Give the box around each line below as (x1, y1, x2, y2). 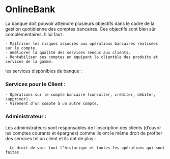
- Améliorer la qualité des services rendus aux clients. (5, 50, 131, 55)
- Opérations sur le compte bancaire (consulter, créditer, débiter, (5, 92, 156, 97)
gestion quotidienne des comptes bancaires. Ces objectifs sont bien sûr (5, 25, 156, 32)
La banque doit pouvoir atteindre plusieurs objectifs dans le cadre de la (5, 20, 155, 26)
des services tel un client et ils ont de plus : (5, 135, 96, 141)
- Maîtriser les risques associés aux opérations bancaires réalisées (5, 41, 158, 46)
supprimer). (5, 97, 31, 102)
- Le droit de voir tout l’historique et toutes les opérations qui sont (5, 145, 165, 150)
